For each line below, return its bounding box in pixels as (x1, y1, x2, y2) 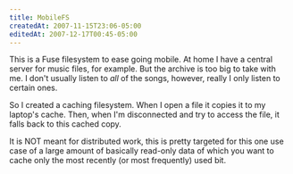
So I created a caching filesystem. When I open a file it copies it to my (9, 100, 266, 111)
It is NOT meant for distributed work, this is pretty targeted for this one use (9, 136, 284, 147)
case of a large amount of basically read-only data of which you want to (9, 145, 274, 156)
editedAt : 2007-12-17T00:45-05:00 (9, 29, 138, 38)
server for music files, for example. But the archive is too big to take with (9, 63, 277, 74)
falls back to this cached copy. (9, 119, 122, 129)
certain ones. (9, 82, 58, 94)
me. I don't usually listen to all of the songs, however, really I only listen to (9, 73, 281, 84)
